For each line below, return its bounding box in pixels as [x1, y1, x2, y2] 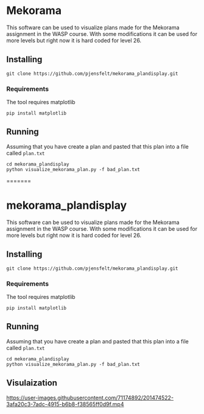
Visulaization [6, 378, 58, 388]
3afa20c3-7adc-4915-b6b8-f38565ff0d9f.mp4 [6, 400, 124, 408]
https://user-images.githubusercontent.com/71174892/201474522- [6, 394, 174, 401]
